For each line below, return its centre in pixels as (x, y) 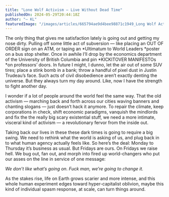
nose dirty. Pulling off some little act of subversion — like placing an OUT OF (84, 44)
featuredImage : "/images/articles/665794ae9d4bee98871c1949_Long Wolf (81, 24)
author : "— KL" (21, 19)
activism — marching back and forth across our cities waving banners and (82, 102)
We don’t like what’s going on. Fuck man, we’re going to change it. (74, 169)
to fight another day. (26, 86)
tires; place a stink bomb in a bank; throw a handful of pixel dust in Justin (81, 70)
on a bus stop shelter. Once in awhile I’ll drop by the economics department (83, 54)
